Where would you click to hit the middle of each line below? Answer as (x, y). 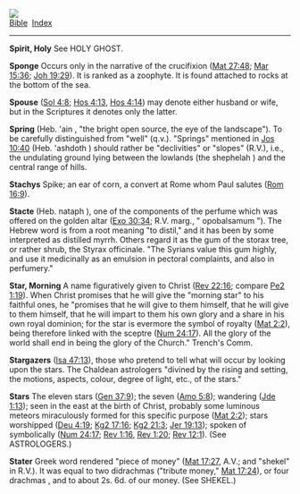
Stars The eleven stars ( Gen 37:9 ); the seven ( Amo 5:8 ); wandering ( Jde (142, 396)
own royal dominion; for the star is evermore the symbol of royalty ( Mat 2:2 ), (150, 324)
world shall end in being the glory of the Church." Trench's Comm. (131, 343)
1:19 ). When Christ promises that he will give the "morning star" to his (137, 295)
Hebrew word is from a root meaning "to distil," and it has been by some (142, 230)
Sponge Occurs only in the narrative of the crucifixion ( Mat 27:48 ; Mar (139, 66)
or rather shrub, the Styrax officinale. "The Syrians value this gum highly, (143, 249)
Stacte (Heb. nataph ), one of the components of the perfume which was (144, 211)
